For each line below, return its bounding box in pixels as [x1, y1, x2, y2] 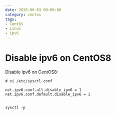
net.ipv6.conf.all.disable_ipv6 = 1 [5, 87, 81, 92]
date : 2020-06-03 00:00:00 [5, 7, 61, 13]
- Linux [5, 26, 21, 31]
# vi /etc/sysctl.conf [5, 78, 52, 83]
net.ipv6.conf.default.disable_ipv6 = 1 [5, 91, 91, 97]
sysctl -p [5, 105, 26, 110]
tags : [5, 17, 16, 22]
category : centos [5, 12, 41, 17]
